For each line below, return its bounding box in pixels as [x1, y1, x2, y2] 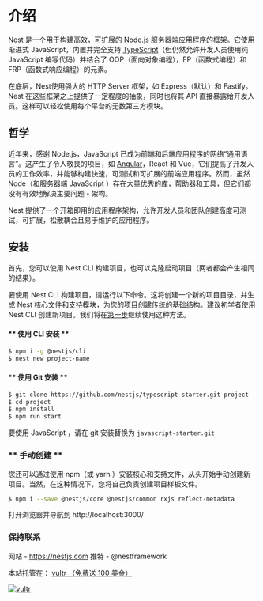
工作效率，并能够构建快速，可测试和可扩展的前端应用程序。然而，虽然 [21, 168, 250, 178]
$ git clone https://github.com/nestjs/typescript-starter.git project [8, 391, 249, 399]
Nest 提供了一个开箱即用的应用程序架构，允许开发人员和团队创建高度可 [8, 205, 240, 214]
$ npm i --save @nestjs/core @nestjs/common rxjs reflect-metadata [8, 495, 235, 503]
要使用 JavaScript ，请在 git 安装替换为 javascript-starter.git [8, 428, 215, 437]
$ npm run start [8, 413, 62, 421]
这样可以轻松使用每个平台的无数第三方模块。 [21, 100, 167, 111]
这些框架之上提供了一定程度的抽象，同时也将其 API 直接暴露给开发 [32, 91, 248, 100]
